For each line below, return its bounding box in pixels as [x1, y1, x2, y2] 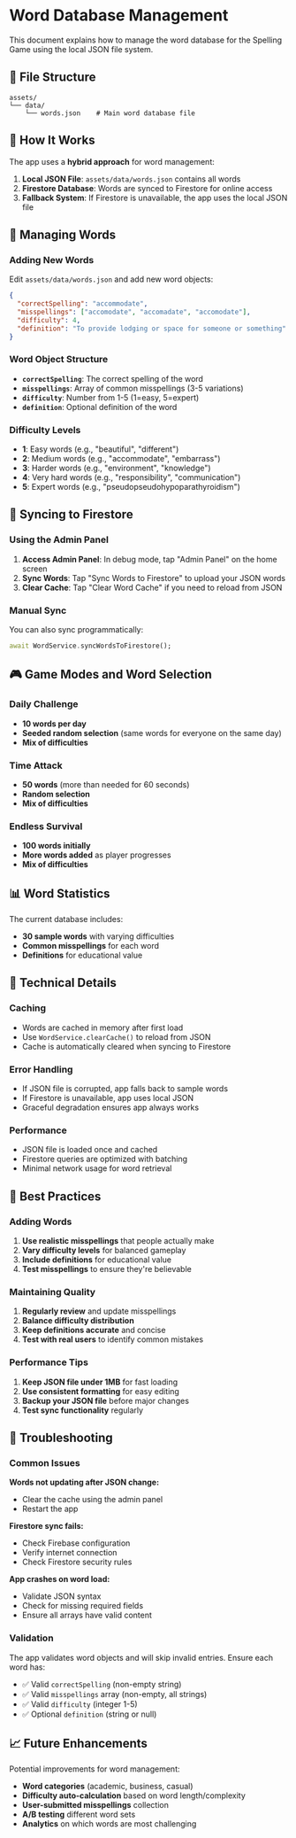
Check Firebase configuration [21, 1538, 131, 1548]
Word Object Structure [9, 353, 109, 366]
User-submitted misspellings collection [21, 1800, 170, 1811]
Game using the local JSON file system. [9, 43, 154, 54]
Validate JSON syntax [21, 1591, 102, 1601]
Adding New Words [9, 253, 95, 266]
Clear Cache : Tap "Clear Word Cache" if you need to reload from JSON [21, 582, 283, 593]
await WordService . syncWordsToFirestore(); [9, 641, 172, 651]
